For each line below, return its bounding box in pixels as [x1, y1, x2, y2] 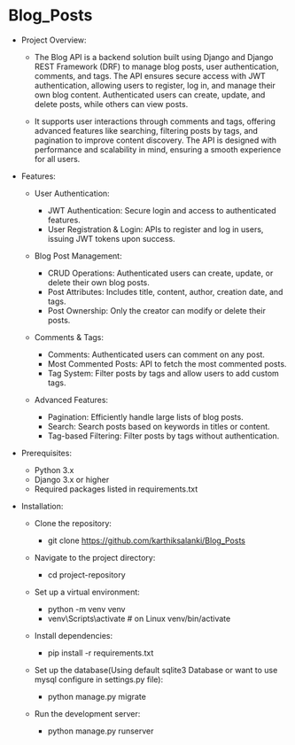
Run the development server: [34, 708, 141, 718]
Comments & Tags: [34, 331, 104, 342]
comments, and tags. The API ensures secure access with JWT [34, 70, 267, 81]
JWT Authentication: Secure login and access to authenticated [47, 205, 276, 215]
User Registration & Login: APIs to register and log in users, [47, 223, 264, 235]
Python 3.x [34, 464, 74, 475]
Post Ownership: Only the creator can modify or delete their [47, 305, 267, 315]
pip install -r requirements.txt [47, 648, 154, 658]
